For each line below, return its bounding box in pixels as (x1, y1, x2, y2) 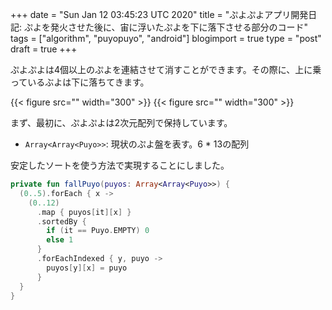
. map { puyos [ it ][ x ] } (36, 207, 132, 217)
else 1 (46, 235, 74, 245)
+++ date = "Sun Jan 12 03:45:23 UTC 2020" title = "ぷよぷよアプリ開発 (10, 9, 309, 20)
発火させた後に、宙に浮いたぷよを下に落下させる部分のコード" (49, 21, 309, 33)
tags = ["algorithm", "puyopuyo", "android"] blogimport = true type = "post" (10, 33, 322, 44)
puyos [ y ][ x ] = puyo (46, 263, 128, 273)
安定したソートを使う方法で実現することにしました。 (10, 159, 230, 171)
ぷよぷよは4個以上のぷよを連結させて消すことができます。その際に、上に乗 (10, 64, 322, 75)
